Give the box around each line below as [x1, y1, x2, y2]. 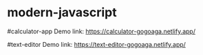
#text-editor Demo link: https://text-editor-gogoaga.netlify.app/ [7, 40, 186, 48]
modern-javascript [7, 5, 117, 20]
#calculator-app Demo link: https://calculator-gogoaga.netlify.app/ [7, 27, 196, 35]
